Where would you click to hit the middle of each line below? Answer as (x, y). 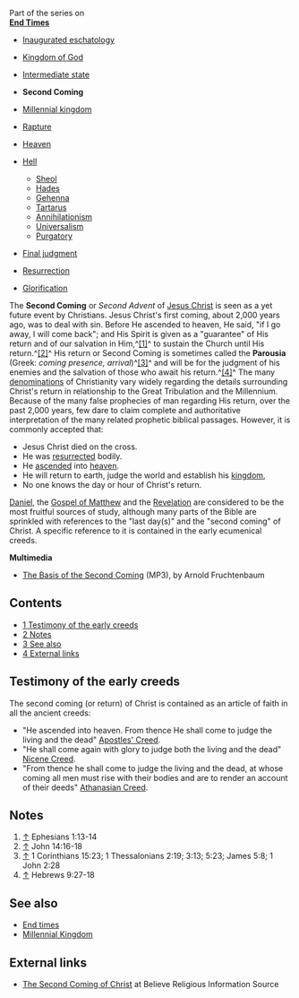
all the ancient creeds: (50, 713)
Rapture (37, 126)
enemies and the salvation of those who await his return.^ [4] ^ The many (142, 372)
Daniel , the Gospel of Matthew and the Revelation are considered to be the (147, 502)
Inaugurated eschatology (68, 40)
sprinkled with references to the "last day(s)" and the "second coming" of (145, 521)
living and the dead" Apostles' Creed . (91, 740)
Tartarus (51, 207)
